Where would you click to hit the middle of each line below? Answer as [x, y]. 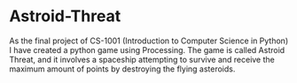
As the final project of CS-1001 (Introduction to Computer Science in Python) [149, 41]
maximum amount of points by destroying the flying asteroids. [122, 69]
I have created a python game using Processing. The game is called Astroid [147, 49]
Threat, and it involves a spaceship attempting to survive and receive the [142, 59]
